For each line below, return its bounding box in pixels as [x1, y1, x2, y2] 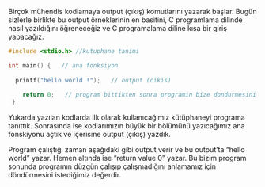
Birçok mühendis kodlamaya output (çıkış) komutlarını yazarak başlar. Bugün [8, 7, 257, 16]
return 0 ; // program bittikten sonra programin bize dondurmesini [22, 91, 257, 99]
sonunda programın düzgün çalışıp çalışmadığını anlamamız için [8, 162, 216, 171]
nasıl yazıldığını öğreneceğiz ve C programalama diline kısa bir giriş [8, 24, 228, 32]
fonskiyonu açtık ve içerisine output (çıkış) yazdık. [8, 130, 172, 139]
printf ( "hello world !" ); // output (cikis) [15, 76, 172, 84]
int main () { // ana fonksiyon [8, 61, 119, 70]
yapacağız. [8, 32, 44, 41]
